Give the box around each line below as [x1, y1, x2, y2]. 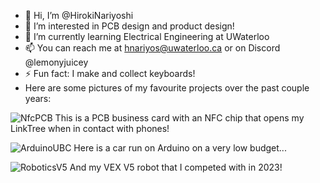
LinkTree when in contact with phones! [10, 123, 170, 134]
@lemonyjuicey [24, 56, 89, 68]
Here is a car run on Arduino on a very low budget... [73, 142, 287, 154]
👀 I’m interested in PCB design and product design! [24, 20, 235, 32]
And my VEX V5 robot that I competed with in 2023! [69, 161, 283, 173]
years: [24, 93, 52, 104]
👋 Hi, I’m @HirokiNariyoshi [24, 10, 134, 21]
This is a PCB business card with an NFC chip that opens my [54, 112, 305, 124]
